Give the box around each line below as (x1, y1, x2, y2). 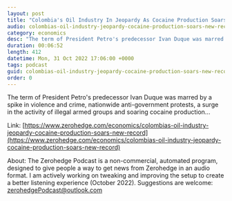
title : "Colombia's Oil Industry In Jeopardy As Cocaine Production (7, 17, 209, 23)
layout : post (7, 10, 45, 17)
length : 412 (7, 49, 41, 56)
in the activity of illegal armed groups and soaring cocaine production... (7, 108, 211, 116)
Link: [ (7, 122, 26, 130)
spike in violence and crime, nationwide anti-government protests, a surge (7, 101, 219, 109)
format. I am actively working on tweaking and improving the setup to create (7, 171, 224, 180)
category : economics (7, 29, 67, 37)
